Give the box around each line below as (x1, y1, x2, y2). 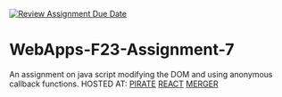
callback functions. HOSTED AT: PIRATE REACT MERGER (9, 78, 219, 89)
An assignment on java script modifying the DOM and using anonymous (9, 69, 273, 79)
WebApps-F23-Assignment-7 (9, 40, 235, 60)
